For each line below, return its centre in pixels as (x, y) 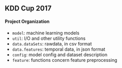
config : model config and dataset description (60, 54)
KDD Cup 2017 (28, 8)
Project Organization (27, 21)
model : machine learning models (46, 33)
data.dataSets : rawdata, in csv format (52, 43)
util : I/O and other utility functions (49, 38)
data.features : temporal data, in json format (59, 49)
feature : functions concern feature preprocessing (65, 60)
